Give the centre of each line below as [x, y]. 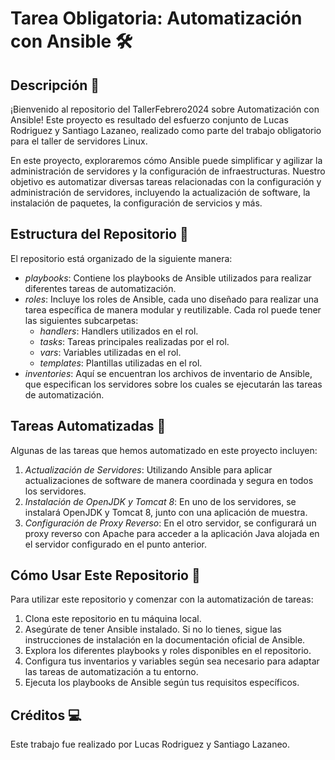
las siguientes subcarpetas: [81, 320]
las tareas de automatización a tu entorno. [111, 672]
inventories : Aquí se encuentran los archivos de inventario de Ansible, [168, 373]
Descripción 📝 [55, 85]
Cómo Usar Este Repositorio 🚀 [105, 575]
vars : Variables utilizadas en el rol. [110, 352]
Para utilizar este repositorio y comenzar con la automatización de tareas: [162, 599]
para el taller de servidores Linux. [79, 141]
